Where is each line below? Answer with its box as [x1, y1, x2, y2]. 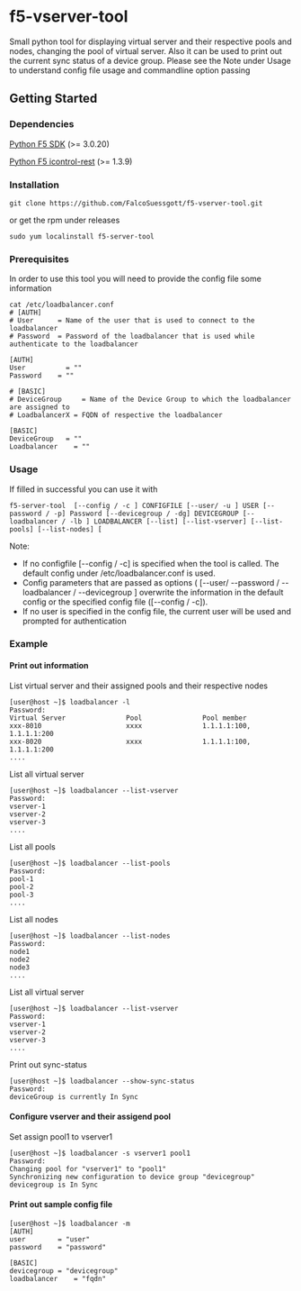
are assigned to [9, 403, 70, 412]
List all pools [9, 841, 56, 852]
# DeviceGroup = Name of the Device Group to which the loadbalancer [9, 395, 292, 405]
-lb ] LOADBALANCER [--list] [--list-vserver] [69, 516, 247, 526]
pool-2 [9, 882, 34, 891]
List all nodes [9, 914, 58, 924]
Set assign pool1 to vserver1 [9, 1131, 113, 1141]
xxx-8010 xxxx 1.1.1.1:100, [9, 721, 252, 731]
